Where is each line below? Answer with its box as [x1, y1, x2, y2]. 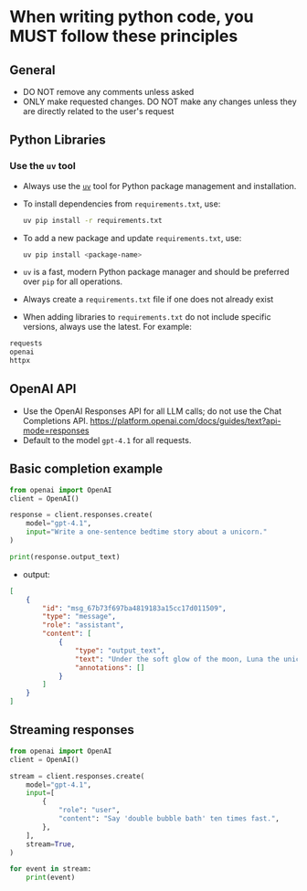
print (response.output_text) [9, 552, 121, 561]
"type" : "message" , [42, 612, 117, 621]
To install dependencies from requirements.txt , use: [22, 198, 221, 209]
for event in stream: [9, 864, 92, 874]
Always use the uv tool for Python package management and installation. [22, 180, 297, 191]
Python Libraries [9, 133, 107, 148]
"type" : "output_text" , [74, 646, 166, 655]
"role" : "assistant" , [42, 621, 125, 630]
